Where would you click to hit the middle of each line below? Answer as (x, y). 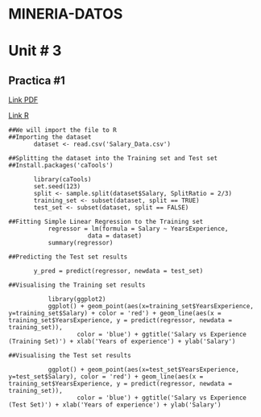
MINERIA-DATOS (66, 14)
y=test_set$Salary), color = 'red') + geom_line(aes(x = (106, 377)
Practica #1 (37, 80)
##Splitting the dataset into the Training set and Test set (113, 159)
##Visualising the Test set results (70, 356)
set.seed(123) (57, 187)
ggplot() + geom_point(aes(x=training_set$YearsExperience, (151, 307)
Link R (19, 116)
